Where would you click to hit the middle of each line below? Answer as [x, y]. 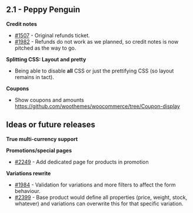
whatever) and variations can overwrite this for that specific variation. [99, 204]
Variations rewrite [29, 173]
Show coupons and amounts [49, 100]
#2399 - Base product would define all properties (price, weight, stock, [101, 197]
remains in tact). [34, 77]
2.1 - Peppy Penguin [43, 10]
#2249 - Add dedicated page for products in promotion [81, 162]
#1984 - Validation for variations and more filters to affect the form [95, 185]
